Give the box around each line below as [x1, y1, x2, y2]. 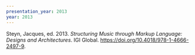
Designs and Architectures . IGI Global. [6, 36, 99, 43]
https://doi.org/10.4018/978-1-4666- [100, 36, 189, 43]
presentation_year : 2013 [6, 8, 67, 15]
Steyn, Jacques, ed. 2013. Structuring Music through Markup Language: [6, 30, 183, 37]
